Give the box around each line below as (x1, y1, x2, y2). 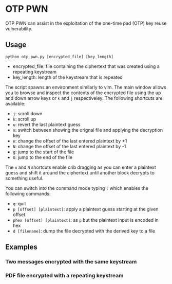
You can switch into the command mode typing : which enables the (5, 185, 149, 191)
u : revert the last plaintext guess (12, 121, 81, 128)
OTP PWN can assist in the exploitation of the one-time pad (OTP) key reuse (5, 20, 167, 26)
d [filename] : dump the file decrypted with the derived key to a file (12, 227, 156, 234)
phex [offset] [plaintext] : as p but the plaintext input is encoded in (12, 217, 159, 223)
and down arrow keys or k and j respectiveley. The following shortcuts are (5, 95, 163, 101)
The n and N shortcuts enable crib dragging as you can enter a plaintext (5, 164, 156, 170)
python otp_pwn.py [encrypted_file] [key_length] (5, 54, 114, 59)
